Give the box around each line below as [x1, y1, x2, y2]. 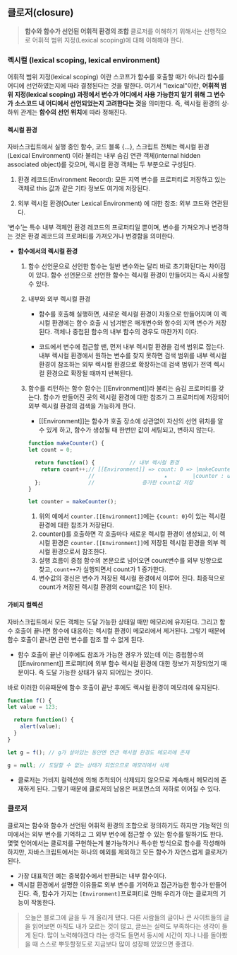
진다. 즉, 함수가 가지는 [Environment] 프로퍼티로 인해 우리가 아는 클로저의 [17, 889, 219, 898]
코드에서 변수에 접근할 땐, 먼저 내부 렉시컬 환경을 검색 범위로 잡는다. [38, 343, 225, 351]
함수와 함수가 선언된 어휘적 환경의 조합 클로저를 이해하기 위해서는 [24, 27, 202, 35]
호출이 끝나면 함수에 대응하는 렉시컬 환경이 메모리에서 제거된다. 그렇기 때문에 [14, 626, 226, 635]
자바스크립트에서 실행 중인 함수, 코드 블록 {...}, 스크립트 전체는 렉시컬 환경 [7, 142, 209, 151]
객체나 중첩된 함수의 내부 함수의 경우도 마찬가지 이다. [54, 328, 199, 336]
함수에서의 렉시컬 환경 [17, 247, 78, 256]
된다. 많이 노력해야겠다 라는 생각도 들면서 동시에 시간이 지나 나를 [32, 930, 209, 939]
